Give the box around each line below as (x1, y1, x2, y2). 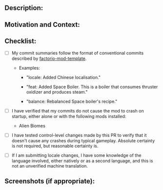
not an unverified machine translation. (11, 163, 88, 169)
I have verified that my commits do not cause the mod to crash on (11, 108, 144, 114)
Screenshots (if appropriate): (4, 177, 95, 186)
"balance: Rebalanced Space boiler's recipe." (26, 98, 118, 104)
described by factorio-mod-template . (11, 56, 87, 61)
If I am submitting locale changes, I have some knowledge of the (11, 152, 142, 158)
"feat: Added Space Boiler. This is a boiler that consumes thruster (26, 84, 158, 90)
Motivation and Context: (4, 20, 80, 29)
